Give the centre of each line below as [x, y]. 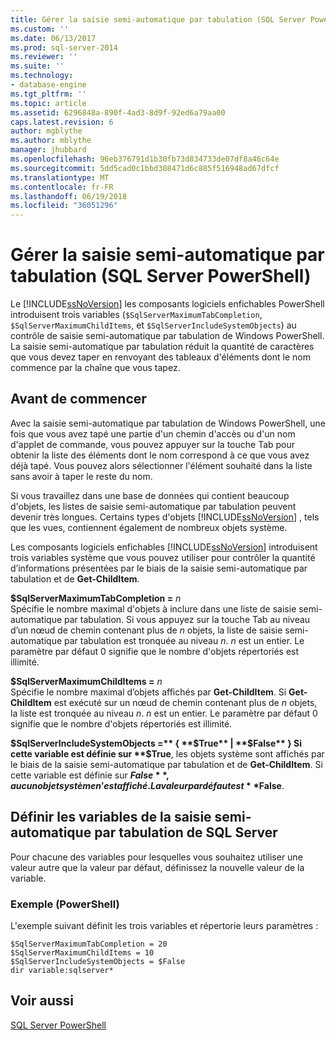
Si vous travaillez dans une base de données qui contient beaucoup [150, 495]
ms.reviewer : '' [44, 57]
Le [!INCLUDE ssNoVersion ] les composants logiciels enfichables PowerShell [167, 304]
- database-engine [48, 85]
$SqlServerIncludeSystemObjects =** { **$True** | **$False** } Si [156, 743]
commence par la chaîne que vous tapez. [95, 368]
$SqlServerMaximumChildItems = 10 [82, 952]
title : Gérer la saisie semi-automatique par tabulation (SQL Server [158, 19]
